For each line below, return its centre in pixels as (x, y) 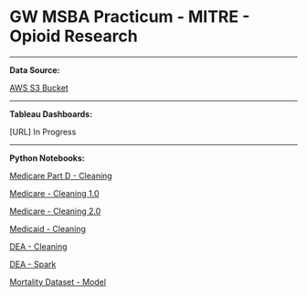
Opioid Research (74, 36)
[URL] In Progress (43, 132)
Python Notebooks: (47, 158)
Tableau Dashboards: (51, 114)
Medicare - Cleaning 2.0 (55, 211)
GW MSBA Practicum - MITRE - (130, 17)
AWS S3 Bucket (39, 88)
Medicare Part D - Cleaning (61, 175)
